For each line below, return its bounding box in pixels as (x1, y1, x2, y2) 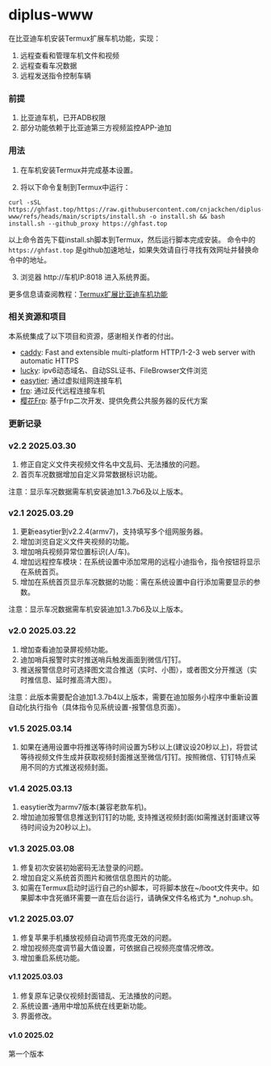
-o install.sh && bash (148, 212, 226, 220)
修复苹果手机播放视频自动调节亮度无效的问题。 (19, 933, 176, 942)
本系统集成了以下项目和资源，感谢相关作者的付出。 (8, 331, 178, 341)
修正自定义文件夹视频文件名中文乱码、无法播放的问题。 (19, 460, 204, 469)
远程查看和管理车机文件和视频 (19, 50, 119, 60)
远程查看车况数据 (19, 61, 77, 70)
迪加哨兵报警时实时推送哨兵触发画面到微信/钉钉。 (19, 654, 186, 664)
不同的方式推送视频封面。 (27, 762, 113, 772)
